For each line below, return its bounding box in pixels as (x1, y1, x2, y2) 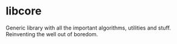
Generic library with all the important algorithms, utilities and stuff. (5, 24, 172, 31)
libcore (5, 4, 42, 18)
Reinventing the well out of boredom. (5, 30, 99, 37)
